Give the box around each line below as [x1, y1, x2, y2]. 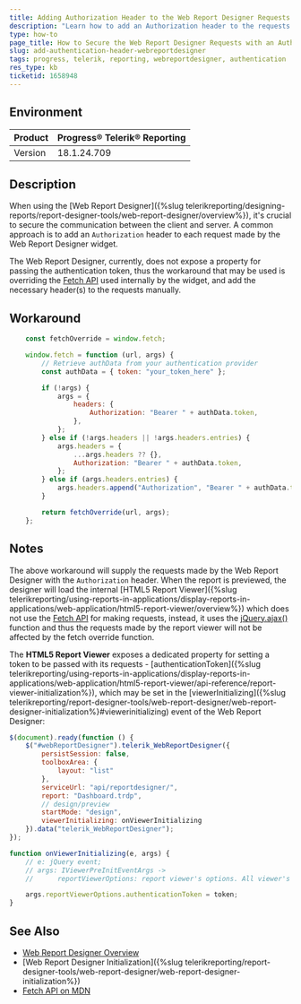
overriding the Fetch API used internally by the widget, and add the [9, 275, 256, 286]
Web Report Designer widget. [9, 238, 118, 249]
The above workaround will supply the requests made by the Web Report [9, 565, 279, 576]
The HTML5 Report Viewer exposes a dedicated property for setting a [9, 649, 271, 660]
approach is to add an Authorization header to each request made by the [9, 229, 280, 240]
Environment [9, 105, 83, 120]
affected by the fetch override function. [9, 631, 155, 642]
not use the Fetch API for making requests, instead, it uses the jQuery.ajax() [9, 612, 288, 623]
